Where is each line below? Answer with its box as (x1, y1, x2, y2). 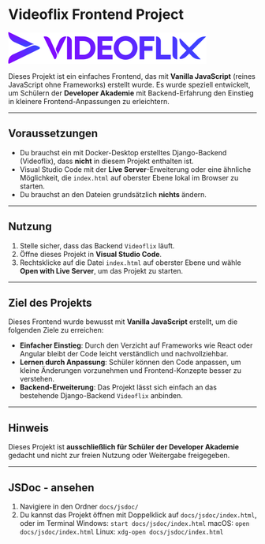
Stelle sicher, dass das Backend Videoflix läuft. (19, 240, 175, 250)
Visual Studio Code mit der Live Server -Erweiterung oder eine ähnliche (19, 164, 252, 174)
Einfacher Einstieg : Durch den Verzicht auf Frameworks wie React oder (19, 341, 253, 350)
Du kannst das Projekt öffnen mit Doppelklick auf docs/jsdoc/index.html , (19, 510, 257, 520)
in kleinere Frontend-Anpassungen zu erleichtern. (8, 96, 170, 106)
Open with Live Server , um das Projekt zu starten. (19, 266, 184, 275)
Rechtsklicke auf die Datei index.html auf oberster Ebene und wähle (19, 258, 242, 267)
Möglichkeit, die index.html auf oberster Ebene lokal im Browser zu (19, 173, 239, 182)
